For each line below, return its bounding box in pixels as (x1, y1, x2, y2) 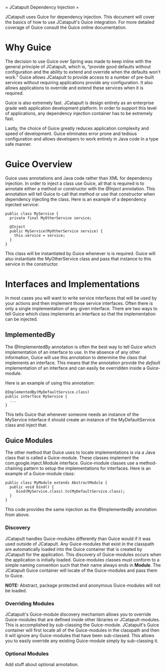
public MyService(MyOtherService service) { (9, 229, 103, 234)
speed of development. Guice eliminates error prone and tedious (5, 131, 137, 136)
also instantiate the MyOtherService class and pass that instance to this (5, 256, 152, 262)
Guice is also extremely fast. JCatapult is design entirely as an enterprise (5, 100, 155, 106)
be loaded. (5, 587, 27, 593)
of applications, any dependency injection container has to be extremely (5, 110, 153, 116)
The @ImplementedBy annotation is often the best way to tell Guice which (5, 344, 156, 350)
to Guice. (5, 572, 24, 578)
